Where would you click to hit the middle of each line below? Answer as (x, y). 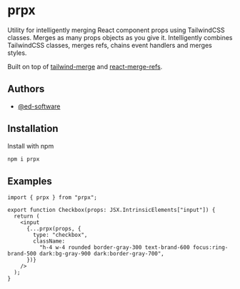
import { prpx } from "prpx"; (52, 198)
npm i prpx (24, 159)
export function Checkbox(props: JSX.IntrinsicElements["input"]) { (111, 210)
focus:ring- (210, 248)
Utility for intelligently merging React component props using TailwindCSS (116, 30)
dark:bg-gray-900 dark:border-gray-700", (101, 254)
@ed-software (39, 106)
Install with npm (31, 146)
